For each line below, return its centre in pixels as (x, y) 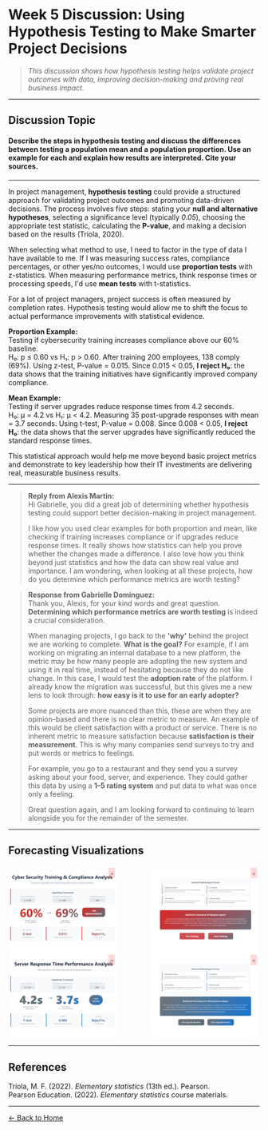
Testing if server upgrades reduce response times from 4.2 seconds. (121, 406)
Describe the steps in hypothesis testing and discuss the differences (125, 141)
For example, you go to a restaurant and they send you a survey (132, 768)
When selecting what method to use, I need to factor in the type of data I (128, 249)
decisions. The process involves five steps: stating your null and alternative (133, 209)
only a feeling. (51, 794)
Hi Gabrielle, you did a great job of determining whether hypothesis (138, 504)
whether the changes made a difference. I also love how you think (136, 554)
